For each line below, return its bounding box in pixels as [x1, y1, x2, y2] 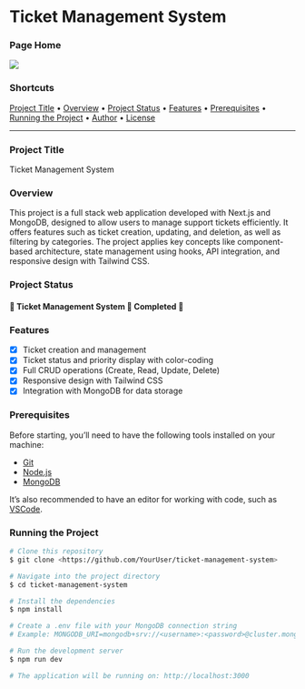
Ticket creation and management [22, 344, 147, 356]
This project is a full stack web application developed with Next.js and [9, 208, 271, 218]
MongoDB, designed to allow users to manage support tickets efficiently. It [9, 217, 289, 228]
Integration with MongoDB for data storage [22, 385, 183, 397]
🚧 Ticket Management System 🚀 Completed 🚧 [9, 300, 184, 311]
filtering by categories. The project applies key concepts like [9, 237, 236, 248]
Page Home [9, 39, 62, 52]
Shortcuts [9, 82, 54, 95]
